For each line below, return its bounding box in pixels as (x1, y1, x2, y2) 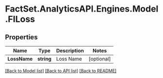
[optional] (88, 56, 111, 62)
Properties (5, 33, 38, 41)
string (37, 56, 52, 62)
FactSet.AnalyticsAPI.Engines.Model (5, 3, 159, 15)
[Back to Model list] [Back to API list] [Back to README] (5, 68, 117, 74)
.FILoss (5, 14, 36, 25)
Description (56, 47, 84, 54)
